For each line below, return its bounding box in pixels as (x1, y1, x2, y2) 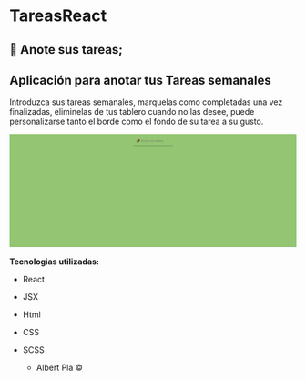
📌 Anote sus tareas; (9, 42, 123, 57)
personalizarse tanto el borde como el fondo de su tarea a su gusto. (9, 116, 264, 128)
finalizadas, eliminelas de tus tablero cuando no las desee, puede (9, 107, 255, 118)
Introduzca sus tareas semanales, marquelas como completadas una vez (9, 97, 283, 108)
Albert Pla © (36, 362, 84, 374)
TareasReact (9, 5, 107, 26)
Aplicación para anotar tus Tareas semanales (9, 72, 271, 87)
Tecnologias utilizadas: (9, 256, 100, 267)
